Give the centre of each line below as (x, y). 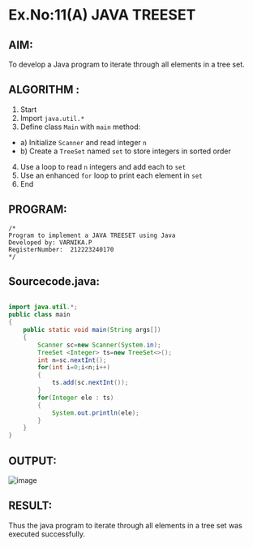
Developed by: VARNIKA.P (50, 242)
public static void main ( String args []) (92, 330)
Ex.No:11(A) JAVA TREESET (102, 15)
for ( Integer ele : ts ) (76, 398)
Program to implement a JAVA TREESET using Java (92, 235)
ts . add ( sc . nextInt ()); (90, 383)
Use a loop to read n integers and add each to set (103, 166)
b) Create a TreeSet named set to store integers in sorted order (125, 151)
